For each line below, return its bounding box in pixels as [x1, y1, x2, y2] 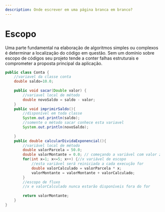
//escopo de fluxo [23, 180, 60, 184]
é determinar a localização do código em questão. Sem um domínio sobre [5, 50, 155, 56]
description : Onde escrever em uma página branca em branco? [5, 7, 133, 12]
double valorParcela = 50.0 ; [23, 148, 82, 152]
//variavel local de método [23, 92, 80, 97]
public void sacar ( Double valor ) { [14, 88, 87, 93]
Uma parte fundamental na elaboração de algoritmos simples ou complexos [5, 45, 159, 51]
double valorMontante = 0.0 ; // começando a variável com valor [23, 152, 157, 157]
